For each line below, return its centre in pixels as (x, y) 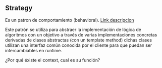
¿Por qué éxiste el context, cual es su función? (53, 60)
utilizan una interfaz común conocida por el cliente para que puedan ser (79, 45)
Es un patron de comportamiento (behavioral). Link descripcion (70, 20)
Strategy (19, 8)
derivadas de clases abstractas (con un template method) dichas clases (79, 40)
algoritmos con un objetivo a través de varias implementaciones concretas (81, 34)
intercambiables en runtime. (34, 50)
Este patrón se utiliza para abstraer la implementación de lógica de (73, 30)
